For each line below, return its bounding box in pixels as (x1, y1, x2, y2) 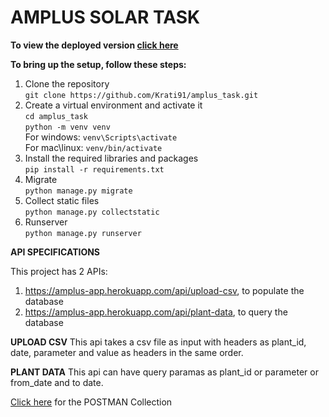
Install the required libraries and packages (24, 152, 199, 164)
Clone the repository (24, 77, 110, 90)
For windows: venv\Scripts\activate (24, 131, 178, 143)
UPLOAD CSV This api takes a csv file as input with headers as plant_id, (10, 336, 307, 348)
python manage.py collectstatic (24, 207, 160, 217)
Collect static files (24, 194, 100, 206)
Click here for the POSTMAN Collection (10, 396, 173, 408)
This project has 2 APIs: (10, 265, 108, 277)
